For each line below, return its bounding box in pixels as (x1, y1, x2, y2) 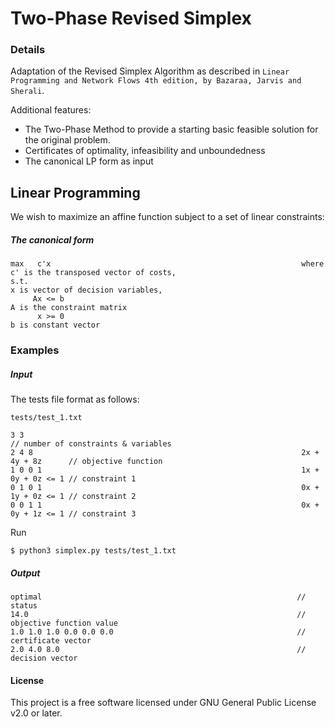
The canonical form (10, 233, 95, 246)
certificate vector (10, 636, 92, 646)
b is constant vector (10, 320, 101, 331)
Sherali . (10, 85, 45, 97)
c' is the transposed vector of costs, (10, 268, 177, 278)
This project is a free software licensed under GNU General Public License (10, 697, 317, 709)
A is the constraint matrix (10, 303, 128, 313)
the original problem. (24, 134, 111, 146)
